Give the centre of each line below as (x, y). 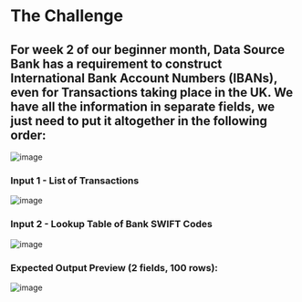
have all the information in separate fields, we (143, 106)
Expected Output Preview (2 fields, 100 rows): (114, 267)
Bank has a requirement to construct (116, 63)
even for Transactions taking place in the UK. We (152, 92)
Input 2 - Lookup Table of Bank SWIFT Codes (111, 224)
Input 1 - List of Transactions (75, 181)
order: (28, 135)
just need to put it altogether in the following (139, 121)
